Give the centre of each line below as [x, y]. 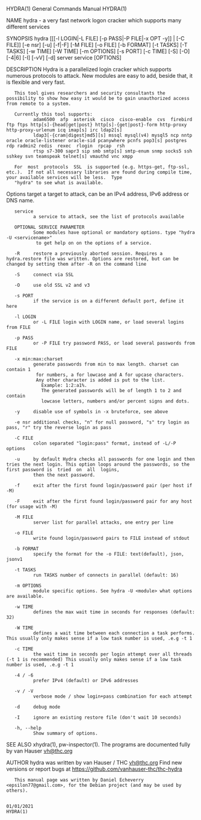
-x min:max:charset [39, 359]
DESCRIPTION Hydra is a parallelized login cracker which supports [89, 69]
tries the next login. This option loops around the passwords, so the [98, 465]
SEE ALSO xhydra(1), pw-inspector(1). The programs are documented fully [98, 744]
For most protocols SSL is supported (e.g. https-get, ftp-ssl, [102, 167]
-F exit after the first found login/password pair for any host [103, 501]
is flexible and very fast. [36, 82]
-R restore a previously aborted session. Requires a [88, 254]
